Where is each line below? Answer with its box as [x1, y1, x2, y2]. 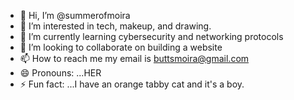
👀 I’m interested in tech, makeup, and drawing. [19, 20, 212, 32]
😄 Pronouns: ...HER [19, 67, 102, 79]
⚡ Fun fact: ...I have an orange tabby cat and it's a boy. [19, 78, 245, 90]
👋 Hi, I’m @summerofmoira [19, 10, 131, 21]
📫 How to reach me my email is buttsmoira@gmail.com [19, 53, 250, 64]
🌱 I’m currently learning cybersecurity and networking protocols [19, 31, 284, 42]
